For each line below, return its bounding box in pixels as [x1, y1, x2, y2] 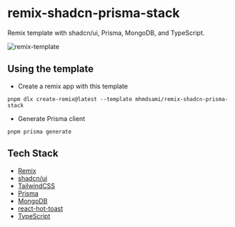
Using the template [7, 63, 94, 75]
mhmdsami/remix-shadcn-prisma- [135, 95, 229, 102]
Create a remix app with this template [17, 82, 129, 90]
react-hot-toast [17, 204, 63, 213]
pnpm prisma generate [7, 128, 72, 135]
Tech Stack [7, 147, 59, 159]
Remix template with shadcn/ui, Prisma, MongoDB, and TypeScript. [7, 28, 205, 37]
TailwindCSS [17, 181, 56, 190]
